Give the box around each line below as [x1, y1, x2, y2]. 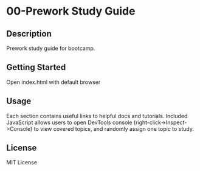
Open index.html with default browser [6, 78, 101, 86]
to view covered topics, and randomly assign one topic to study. [33, 125, 195, 132]
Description [6, 29, 52, 39]
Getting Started [6, 62, 66, 72]
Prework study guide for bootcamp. [6, 44, 95, 52]
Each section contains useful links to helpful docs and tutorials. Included [6, 112, 188, 119]
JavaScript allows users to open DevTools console [6, 119, 133, 126]
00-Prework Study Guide [6, 4, 136, 18]
